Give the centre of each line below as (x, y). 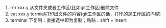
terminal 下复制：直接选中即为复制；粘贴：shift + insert (68, 20)
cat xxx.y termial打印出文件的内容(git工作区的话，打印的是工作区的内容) (85, 14)
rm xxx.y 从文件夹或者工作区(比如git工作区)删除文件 (64, 7)
